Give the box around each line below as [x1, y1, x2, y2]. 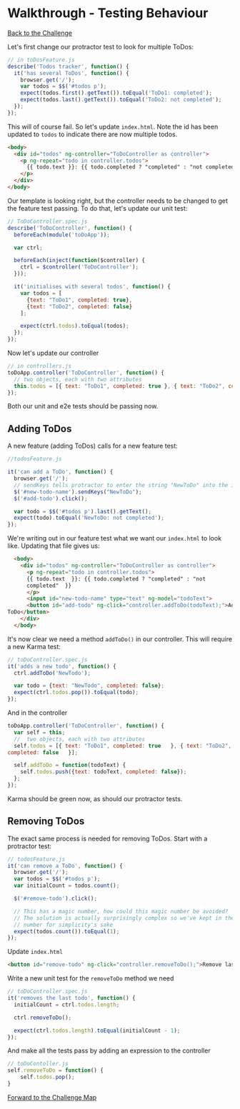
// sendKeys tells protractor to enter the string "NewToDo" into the [14, 481, 229, 488]
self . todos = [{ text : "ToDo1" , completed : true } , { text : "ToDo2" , [14, 742, 232, 749]
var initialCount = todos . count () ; [14, 882, 120, 890]
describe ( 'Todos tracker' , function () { [7, 63, 130, 70]
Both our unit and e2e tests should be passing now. [7, 402, 159, 411]
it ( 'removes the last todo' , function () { [7, 995, 136, 1002]
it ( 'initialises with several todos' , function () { [14, 283, 171, 291]
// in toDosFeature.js [7, 56, 75, 64]
